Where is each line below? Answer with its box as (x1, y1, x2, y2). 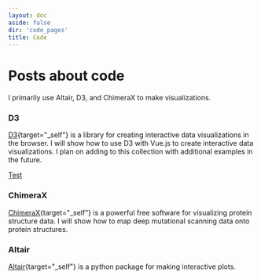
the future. (8, 155, 42, 165)
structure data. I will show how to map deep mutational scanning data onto (8, 216, 250, 226)
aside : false (8, 19, 51, 27)
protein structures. (8, 224, 68, 234)
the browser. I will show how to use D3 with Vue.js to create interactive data (8, 139, 254, 148)
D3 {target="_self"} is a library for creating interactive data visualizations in (8, 130, 249, 139)
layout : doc (8, 11, 47, 20)
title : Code (8, 33, 47, 42)
